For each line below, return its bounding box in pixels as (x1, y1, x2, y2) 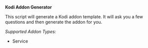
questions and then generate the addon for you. (5, 19, 103, 25)
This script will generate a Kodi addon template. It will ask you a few (5, 14, 143, 19)
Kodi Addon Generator (5, 4, 52, 10)
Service (12, 38, 28, 44)
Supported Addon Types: (5, 29, 56, 34)
